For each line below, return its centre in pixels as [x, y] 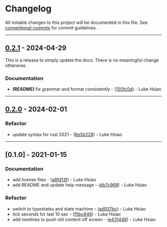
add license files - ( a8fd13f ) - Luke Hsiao [54, 180]
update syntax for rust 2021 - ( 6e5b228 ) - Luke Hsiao [67, 134]
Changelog [28, 9]
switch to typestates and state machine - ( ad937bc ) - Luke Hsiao [79, 209]
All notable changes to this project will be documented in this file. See [77, 22]
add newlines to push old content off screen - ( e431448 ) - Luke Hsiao [84, 219]
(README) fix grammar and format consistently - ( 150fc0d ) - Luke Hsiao [87, 89]
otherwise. [16, 65]
